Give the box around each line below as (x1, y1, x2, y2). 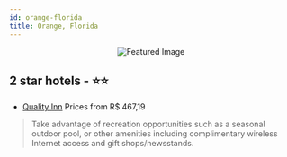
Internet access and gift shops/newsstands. (31, 138, 194, 149)
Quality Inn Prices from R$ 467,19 (22, 101, 146, 112)
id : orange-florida (9, 13, 83, 22)
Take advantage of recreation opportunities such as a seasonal (31, 118, 265, 130)
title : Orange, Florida (9, 22, 99, 31)
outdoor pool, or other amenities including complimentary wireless (31, 128, 278, 139)
